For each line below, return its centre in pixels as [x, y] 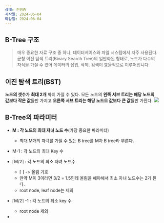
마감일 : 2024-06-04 [23, 19]
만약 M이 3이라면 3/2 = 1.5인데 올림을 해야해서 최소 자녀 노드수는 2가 [85, 178]
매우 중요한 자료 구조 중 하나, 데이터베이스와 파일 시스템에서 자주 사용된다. [87, 52]
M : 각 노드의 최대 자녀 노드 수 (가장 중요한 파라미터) [61, 130]
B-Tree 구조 [22, 40]
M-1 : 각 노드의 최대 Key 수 [38, 151]
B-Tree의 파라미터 [31, 117]
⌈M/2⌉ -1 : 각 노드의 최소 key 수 [42, 200]
